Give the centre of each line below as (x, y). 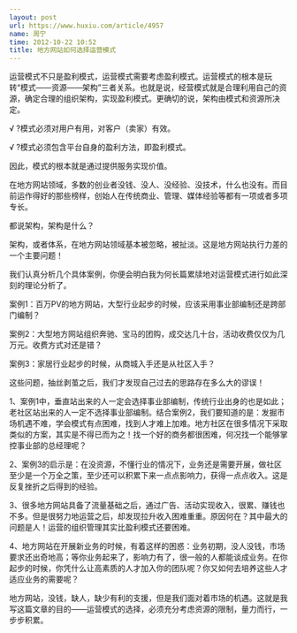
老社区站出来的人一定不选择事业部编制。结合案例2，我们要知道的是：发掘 (143, 413)
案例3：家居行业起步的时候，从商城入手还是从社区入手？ (112, 364)
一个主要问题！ (36, 255)
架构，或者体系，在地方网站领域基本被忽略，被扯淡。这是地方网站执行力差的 (148, 245)
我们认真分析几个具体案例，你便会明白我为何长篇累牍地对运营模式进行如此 (145, 274)
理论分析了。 (48, 286)
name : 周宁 (28, 34)
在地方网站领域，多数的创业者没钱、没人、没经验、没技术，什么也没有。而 (145, 185)
